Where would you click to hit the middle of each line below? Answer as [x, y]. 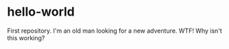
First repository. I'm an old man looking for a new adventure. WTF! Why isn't [115, 31]
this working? [26, 37]
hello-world [41, 12]
